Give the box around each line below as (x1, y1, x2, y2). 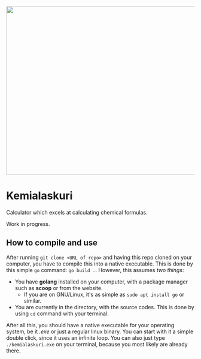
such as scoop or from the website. (14, 284, 103, 291)
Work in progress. (6, 220, 50, 227)
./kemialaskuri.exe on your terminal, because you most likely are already (6, 340, 188, 348)
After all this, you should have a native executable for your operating (6, 321, 175, 328)
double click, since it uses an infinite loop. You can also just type (6, 334, 166, 341)
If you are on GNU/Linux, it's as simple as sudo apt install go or (23, 291, 185, 298)
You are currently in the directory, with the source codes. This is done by (14, 303, 194, 310)
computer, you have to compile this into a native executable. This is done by (6, 260, 193, 267)
